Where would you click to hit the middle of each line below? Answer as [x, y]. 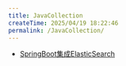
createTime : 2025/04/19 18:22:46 [63, 23]
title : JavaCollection [46, 16]
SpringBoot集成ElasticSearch [67, 54]
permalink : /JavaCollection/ [56, 30]
